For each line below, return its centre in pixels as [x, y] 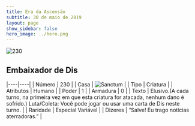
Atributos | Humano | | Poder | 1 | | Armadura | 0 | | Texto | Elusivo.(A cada [97, 91]
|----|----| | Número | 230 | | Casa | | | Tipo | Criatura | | [89, 84]
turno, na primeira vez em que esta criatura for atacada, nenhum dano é [95, 97]
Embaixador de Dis [42, 70]
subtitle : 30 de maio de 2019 [44, 17]
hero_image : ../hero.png [37, 34]
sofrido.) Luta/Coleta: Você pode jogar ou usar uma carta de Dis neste [93, 103]
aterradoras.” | [24, 116]
